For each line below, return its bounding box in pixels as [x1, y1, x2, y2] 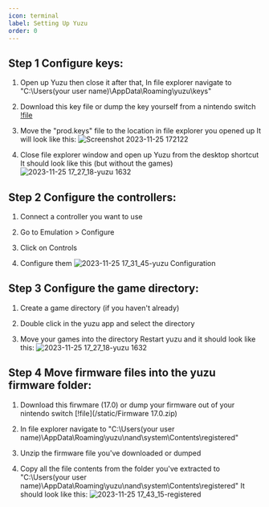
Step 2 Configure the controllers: [8, 190, 177, 204]
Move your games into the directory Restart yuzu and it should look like [19, 334, 256, 344]
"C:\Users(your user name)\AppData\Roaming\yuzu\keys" [19, 86, 212, 96]
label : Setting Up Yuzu [8, 19, 88, 27]
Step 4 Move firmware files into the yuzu [8, 366, 216, 380]
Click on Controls [19, 243, 78, 252]
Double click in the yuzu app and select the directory [19, 318, 195, 328]
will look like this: [19, 134, 77, 145]
